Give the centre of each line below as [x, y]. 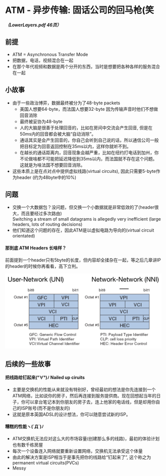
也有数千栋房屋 [28, 445]
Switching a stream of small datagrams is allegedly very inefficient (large [86, 219]
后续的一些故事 [28, 364]
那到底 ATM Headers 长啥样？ [36, 248]
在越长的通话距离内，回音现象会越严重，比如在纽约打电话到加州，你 [89, 153]
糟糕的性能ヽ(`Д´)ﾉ [24, 427]
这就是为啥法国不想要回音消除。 [52, 165]
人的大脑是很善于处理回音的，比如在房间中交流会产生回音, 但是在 [86, 128]
